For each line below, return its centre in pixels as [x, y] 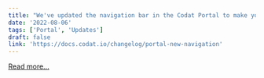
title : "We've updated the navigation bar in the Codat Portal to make [128, 15]
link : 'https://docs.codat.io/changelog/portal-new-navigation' [115, 44]
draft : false [29, 37]
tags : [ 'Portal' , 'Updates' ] [56, 30]
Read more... [29, 66]
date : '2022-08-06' [40, 23]
